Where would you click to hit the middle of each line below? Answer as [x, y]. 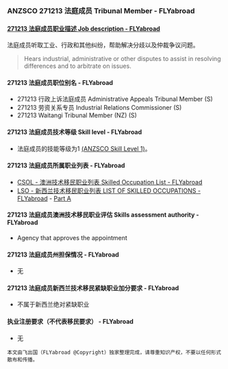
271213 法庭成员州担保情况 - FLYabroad [63, 254]
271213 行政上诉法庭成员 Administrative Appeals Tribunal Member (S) [115, 99]
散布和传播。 [23, 359]
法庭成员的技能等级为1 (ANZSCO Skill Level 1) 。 [84, 148]
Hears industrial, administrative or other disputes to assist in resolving [122, 59]
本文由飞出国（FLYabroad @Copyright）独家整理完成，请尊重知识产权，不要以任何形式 [114, 352]
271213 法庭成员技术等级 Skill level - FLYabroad [75, 132]
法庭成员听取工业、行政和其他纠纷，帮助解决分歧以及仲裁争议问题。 [103, 45]
